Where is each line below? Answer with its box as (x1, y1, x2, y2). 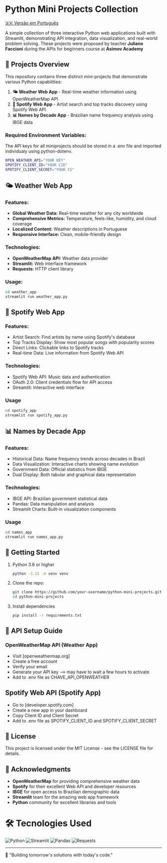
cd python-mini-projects (12, 594, 64, 600)
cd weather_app (5, 289, 37, 294)
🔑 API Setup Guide (5, 626, 63, 635)
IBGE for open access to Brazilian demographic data (12, 789, 120, 795)
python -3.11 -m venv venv (12, 571, 69, 576)
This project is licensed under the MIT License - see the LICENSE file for (5, 745, 153, 751)
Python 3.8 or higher (12, 561, 55, 567)
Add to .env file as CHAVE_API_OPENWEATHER (12, 674, 109, 680)
